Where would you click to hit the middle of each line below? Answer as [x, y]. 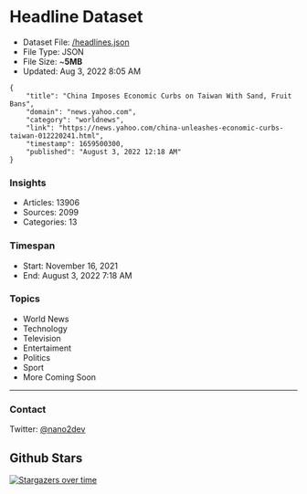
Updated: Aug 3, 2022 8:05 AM [82, 71]
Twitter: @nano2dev [48, 429]
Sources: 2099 [51, 213]
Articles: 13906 [51, 203]
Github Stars [46, 458]
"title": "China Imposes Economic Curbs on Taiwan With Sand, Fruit [159, 96]
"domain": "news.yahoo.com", [81, 111]
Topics [25, 299]
